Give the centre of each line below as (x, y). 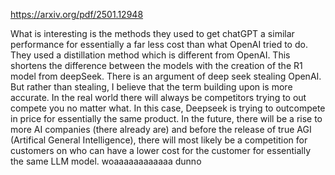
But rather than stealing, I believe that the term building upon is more (151, 87)
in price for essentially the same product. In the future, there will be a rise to (166, 118)
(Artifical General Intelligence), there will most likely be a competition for (159, 140)
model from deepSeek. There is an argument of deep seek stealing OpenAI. (166, 76)
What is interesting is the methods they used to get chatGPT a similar (152, 33)
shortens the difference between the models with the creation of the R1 (156, 65)
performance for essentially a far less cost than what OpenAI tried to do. (159, 44)
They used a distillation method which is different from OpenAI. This (150, 55)
